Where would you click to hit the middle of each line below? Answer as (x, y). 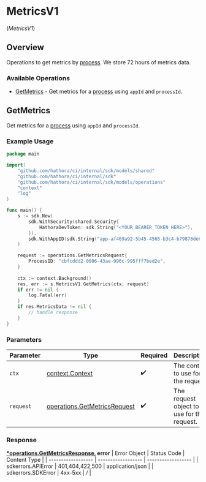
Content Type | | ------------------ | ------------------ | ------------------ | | (102, 460)
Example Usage (30, 141)
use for (184, 413)
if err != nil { (38, 290)
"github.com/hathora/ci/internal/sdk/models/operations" (92, 182)
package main (23, 154)
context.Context (70, 373)
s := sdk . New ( (35, 216)
